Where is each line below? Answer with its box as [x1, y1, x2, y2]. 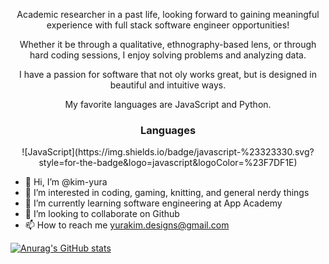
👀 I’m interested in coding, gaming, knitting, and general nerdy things [24, 187, 310, 199]
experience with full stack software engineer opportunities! [46, 19, 290, 31]
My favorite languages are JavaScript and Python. [64, 99, 272, 110]
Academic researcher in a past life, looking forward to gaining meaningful [16, 9, 320, 20]
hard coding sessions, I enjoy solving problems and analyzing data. [29, 49, 307, 61]
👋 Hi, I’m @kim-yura [24, 176, 108, 188]
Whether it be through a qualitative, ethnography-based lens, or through [19, 39, 317, 50]
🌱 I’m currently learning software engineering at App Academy [24, 197, 283, 209]
